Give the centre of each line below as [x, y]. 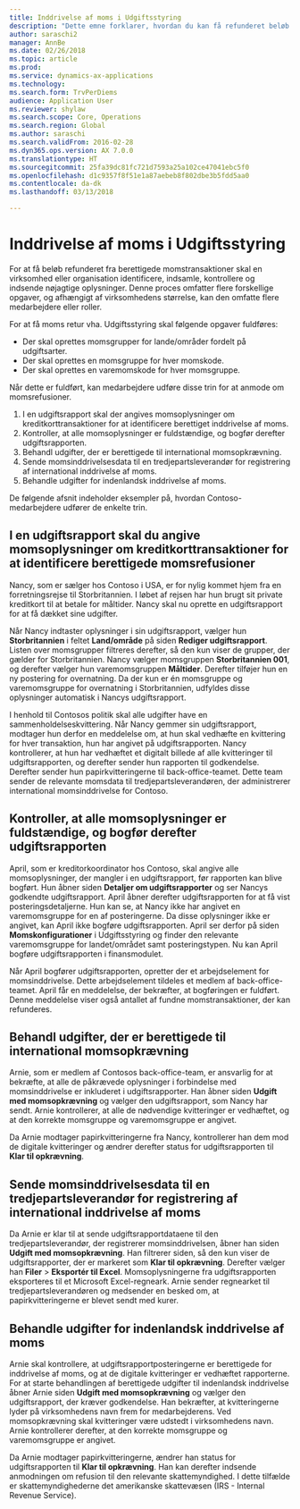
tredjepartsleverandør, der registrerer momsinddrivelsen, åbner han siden [144, 1243]
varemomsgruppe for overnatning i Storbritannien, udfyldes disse [129, 687]
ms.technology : [37, 84]
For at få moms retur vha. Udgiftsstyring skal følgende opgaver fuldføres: [144, 324]
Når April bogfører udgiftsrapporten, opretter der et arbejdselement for [139, 971]
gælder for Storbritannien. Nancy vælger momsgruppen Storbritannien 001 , [150, 659]
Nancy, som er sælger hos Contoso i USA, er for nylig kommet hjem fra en [146, 585]
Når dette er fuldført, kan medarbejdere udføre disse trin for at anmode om [147, 387]
